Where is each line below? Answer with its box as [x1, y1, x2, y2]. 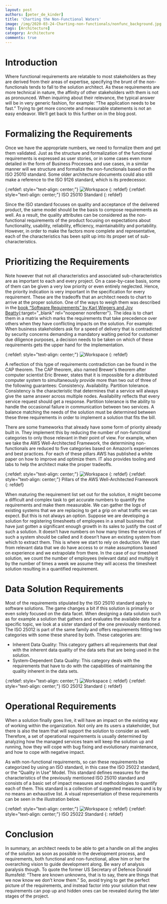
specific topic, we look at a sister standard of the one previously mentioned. [5, 621, 161, 627]
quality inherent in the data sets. [12, 668, 79, 674]
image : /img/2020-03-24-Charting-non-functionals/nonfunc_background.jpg [5, 21, 162, 27]
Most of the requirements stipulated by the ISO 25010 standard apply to [5, 600, 152, 606]
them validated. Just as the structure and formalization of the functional [5, 150, 153, 156]
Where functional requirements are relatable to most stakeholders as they [5, 73, 157, 79]
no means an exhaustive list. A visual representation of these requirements [5, 790, 159, 796]
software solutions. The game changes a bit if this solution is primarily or [5, 605, 155, 611]
